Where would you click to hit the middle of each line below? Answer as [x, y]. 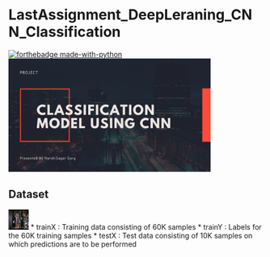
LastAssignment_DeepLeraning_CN [131, 15]
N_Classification [65, 32]
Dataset [29, 195]
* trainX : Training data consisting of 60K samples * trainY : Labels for [146, 226]
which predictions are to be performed [73, 244]
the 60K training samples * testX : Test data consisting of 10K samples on [131, 235]
